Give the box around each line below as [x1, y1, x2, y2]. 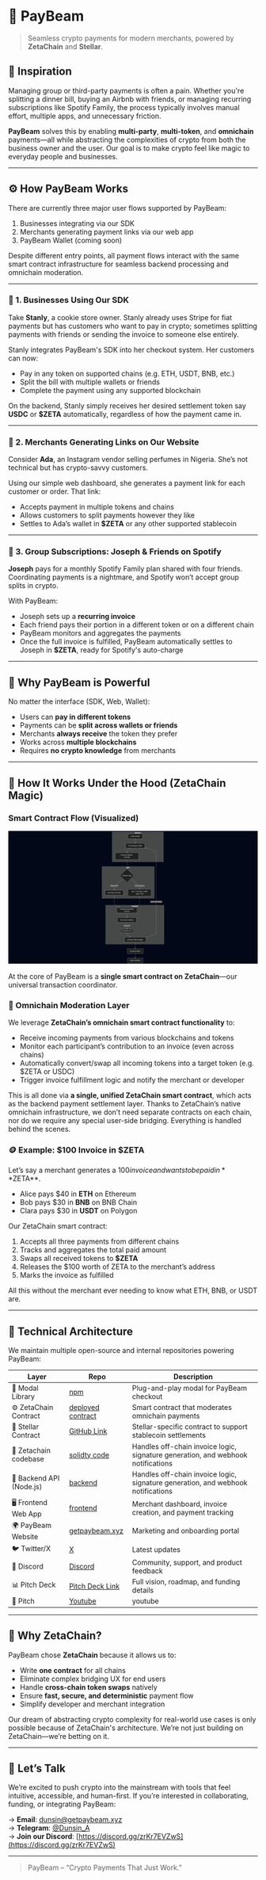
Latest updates [131, 1545, 180, 1554]
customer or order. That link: [8, 487, 101, 496]
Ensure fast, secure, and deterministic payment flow [19, 1691, 194, 1700]
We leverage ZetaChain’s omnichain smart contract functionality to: [8, 1018, 235, 1027]
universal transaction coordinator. [8, 980, 118, 989]
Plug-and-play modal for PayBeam [131, 1383, 248, 1393]
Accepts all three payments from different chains [19, 1236, 180, 1247]
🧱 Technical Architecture [8, 1324, 133, 1338]
